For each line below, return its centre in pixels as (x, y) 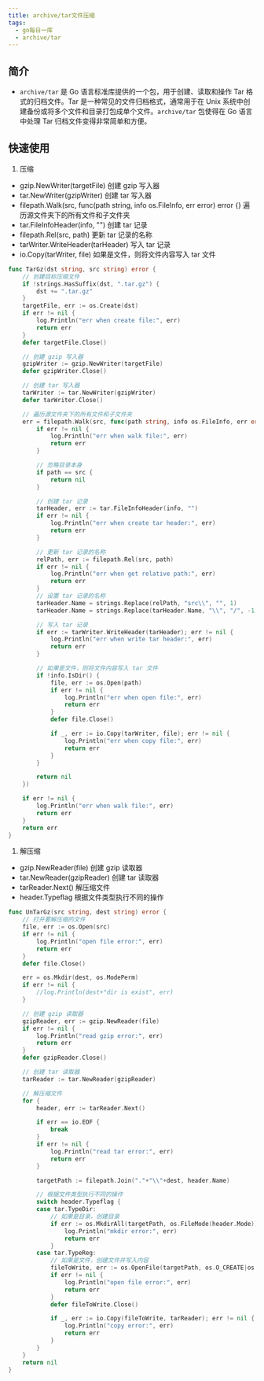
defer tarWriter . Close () (63, 400)
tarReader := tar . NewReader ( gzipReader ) (89, 1079)
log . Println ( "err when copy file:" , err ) (133, 740)
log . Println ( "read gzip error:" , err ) (100, 1036)
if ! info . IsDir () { (68, 675)
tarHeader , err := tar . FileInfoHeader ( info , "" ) (117, 508)
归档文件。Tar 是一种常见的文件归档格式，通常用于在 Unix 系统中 (138, 102)
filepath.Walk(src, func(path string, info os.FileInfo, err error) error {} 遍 (135, 205)
